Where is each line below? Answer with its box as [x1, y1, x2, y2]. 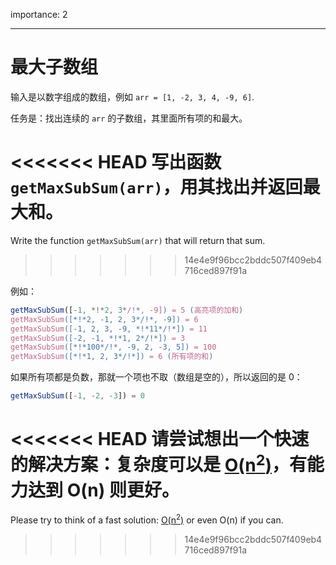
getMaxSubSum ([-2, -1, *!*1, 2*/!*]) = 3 [10, 333, 186, 343]
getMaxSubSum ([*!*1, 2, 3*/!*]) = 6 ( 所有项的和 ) [10, 352, 214, 362]
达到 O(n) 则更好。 [28, 479, 180, 501]
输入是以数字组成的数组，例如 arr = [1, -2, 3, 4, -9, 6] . [10, 90, 255, 103]
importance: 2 [10, 9, 68, 20]
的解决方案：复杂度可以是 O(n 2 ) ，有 [10, 450, 307, 476]
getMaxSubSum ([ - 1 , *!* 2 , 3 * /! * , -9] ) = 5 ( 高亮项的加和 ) [10, 305, 244, 315]
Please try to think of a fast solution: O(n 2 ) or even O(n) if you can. [10, 512, 284, 526]
